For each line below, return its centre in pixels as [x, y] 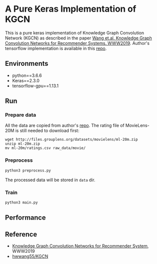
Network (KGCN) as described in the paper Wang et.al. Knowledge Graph [78, 38]
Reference [21, 234]
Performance [26, 218]
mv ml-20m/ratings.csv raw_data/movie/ [45, 148]
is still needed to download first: [47, 131]
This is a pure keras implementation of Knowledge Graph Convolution [75, 33]
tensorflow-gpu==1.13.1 [35, 86]
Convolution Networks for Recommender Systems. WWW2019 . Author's [77, 43]
